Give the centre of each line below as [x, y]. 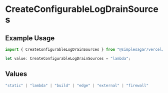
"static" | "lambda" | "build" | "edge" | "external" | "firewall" [77, 86]
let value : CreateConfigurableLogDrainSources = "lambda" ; [68, 58]
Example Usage [30, 38]
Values [16, 74]
